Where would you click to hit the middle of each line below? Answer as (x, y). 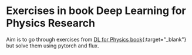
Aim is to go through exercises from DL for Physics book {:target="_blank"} (96, 39)
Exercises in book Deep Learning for (96, 11)
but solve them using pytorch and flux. (53, 46)
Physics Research (51, 23)
